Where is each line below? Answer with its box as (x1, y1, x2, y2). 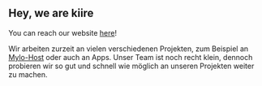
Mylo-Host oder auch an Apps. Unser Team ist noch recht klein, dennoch (8, 52, 253, 62)
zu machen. (8, 69, 48, 80)
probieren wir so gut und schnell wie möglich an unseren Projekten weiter (8, 61, 255, 71)
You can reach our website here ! (8, 28, 118, 37)
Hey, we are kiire (8, 6, 94, 20)
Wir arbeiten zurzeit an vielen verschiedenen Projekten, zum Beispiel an (8, 44, 249, 54)
